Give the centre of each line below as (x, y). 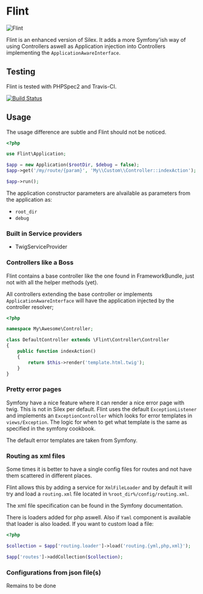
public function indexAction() (57, 351)
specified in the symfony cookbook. (51, 428)
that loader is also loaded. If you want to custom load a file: (80, 524)
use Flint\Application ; (36, 154)
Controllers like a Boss (40, 262)
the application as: (29, 199)
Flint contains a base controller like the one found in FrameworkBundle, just (100, 276)
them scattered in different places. (49, 476)
